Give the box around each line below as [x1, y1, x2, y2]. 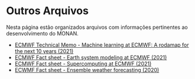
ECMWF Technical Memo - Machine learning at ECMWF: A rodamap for [14, 41, 189, 48]
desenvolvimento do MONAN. [6, 29, 79, 37]
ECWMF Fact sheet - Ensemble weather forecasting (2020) [14, 66, 160, 73]
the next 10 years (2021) [14, 47, 74, 54]
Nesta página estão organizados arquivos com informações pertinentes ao [6, 24, 188, 31]
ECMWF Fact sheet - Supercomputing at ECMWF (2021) [14, 60, 152, 67]
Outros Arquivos [6, 4, 89, 18]
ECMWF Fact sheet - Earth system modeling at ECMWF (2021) [14, 54, 167, 61]
